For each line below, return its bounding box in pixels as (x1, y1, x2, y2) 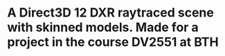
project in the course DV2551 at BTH (7, 35, 219, 50)
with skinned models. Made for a (7, 19, 199, 35)
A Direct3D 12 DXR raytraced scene (7, 5, 215, 21)
